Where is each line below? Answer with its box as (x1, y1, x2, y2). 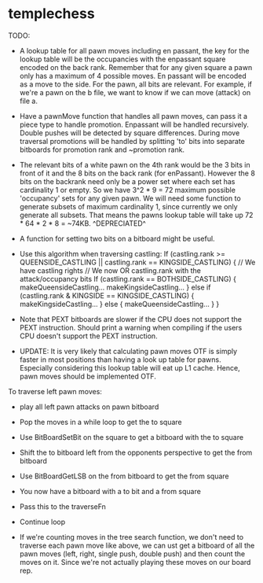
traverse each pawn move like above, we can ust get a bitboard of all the (19, 541, 255, 550)
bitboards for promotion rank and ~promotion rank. (19, 145, 185, 154)
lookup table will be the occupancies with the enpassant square (19, 54, 226, 64)
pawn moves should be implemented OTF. (19, 371, 157, 381)
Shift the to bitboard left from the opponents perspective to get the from (19, 448, 253, 457)
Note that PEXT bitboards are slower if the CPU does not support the (19, 314, 242, 323)
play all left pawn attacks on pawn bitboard (19, 402, 159, 411)
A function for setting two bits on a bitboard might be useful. (19, 234, 215, 243)
